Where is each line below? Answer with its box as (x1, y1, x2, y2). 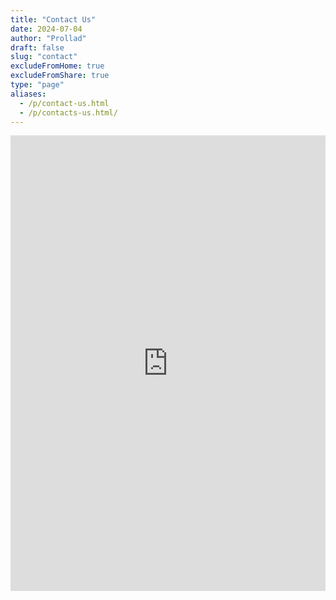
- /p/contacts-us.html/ (19, 107, 118, 118)
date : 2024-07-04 (10, 24, 83, 34)
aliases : (10, 89, 47, 99)
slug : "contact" (10, 52, 78, 62)
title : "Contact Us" (10, 14, 97, 25)
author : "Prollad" (10, 33, 87, 43)
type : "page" (10, 80, 65, 90)
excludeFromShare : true (10, 71, 110, 81)
